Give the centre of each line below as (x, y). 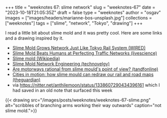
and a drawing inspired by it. (34, 38)
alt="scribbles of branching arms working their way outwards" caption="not (83, 105)
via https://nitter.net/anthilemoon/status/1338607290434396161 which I (86, 85)
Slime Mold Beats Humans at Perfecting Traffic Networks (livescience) (85, 53)
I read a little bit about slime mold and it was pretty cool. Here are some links (84, 33)
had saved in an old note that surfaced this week (62, 90)
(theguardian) (26, 80)
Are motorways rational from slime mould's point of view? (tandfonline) (85, 69)
